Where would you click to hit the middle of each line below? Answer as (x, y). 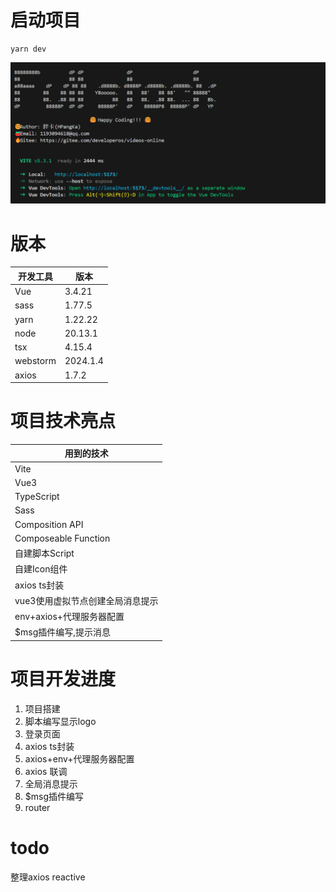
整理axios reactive (48, 877)
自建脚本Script (44, 553)
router (37, 807)
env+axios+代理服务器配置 (69, 617)
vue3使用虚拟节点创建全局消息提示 (86, 600)
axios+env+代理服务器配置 (79, 758)
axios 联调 (46, 771)
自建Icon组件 (41, 569)
